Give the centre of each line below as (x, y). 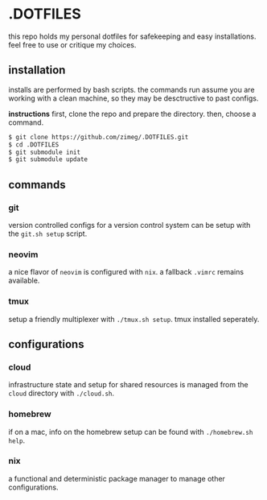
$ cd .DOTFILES (34, 145)
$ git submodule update (48, 159)
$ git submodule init (45, 152)
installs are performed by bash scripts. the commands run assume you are (131, 89)
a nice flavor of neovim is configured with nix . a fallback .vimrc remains (126, 272)
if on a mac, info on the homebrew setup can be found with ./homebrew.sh (131, 432)
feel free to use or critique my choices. (72, 44)
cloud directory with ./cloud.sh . (62, 393)
